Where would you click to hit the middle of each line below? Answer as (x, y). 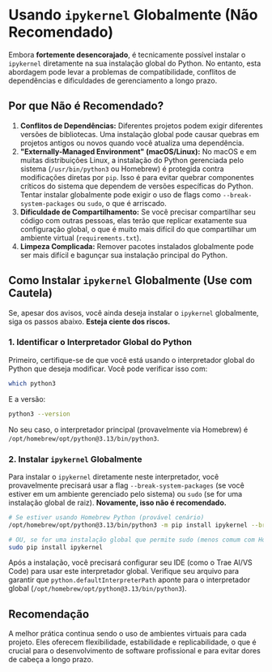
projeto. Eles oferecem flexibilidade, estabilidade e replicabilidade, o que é (132, 642)
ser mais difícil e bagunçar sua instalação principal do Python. (124, 255)
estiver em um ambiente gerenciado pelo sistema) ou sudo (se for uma (125, 493)
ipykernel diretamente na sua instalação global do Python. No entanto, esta (135, 63)
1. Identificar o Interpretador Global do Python (100, 342)
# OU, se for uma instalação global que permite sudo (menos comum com (132, 540)
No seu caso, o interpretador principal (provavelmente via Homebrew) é (128, 429)
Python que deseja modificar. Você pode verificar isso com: (108, 368)
